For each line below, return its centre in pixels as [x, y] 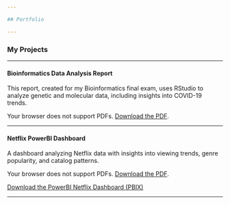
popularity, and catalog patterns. [53, 161]
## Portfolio [26, 19]
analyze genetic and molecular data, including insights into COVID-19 [104, 96]
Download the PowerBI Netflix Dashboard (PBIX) [75, 187]
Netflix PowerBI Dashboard [46, 138]
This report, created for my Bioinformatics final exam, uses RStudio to [105, 88]
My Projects [27, 49]
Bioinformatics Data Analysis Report [60, 73]
